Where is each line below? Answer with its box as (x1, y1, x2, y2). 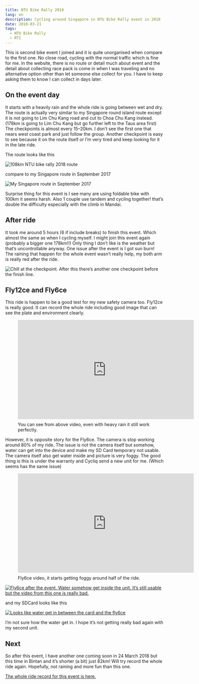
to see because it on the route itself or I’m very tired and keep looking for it (5, 136, 160, 142)
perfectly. (18, 427, 38, 433)
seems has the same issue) (5, 464, 62, 470)
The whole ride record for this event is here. (5, 673, 96, 679)
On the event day (5, 91, 60, 99)
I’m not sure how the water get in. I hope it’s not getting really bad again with (5, 619, 163, 625)
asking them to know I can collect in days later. (5, 76, 102, 82)
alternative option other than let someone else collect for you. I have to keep (5, 71, 163, 77)
